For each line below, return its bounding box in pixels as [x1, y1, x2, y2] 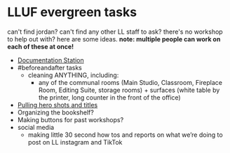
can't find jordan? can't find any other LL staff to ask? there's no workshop [7, 27, 223, 36]
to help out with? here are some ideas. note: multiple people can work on [7, 34, 221, 43]
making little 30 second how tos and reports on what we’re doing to [27, 131, 223, 139]
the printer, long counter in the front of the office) [38, 93, 181, 102]
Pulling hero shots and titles [17, 100, 98, 109]
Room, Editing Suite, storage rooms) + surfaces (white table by [38, 86, 220, 94]
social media [17, 123, 55, 131]
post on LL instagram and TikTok [27, 138, 123, 146]
